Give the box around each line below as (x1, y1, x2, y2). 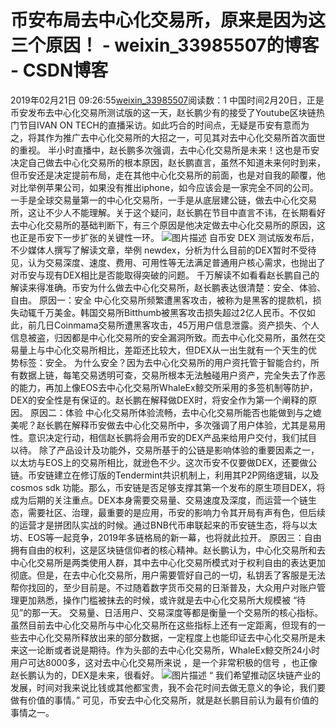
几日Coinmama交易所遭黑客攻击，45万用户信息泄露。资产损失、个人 (36, 319, 320, 331)
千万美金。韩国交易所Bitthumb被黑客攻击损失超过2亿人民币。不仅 (36, 306, 307, 318)
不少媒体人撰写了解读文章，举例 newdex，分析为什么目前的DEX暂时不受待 (10, 244, 317, 256)
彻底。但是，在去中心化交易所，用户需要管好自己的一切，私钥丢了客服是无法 (10, 569, 326, 581)
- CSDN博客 (10, 59, 109, 82)
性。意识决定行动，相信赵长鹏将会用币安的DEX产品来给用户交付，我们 (10, 431, 300, 443)
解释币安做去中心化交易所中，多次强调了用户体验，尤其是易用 (71, 419, 326, 431)
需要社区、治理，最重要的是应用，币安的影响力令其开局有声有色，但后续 (27, 506, 326, 518)
